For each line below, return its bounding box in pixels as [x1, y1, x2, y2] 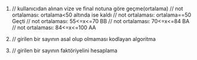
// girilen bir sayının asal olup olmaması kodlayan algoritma [11, 36, 156, 42]
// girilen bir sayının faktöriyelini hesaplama [11, 47, 118, 54]
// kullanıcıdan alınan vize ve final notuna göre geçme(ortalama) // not [11, 5, 183, 12]
